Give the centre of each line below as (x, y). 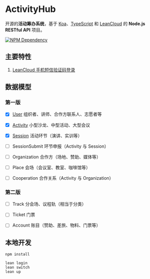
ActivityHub (31, 9)
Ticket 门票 (24, 215)
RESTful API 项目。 (25, 30)
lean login (16, 263)
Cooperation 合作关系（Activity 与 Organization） (63, 178)
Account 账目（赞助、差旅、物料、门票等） (56, 225)
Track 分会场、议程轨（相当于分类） (49, 204)
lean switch (17, 268)
